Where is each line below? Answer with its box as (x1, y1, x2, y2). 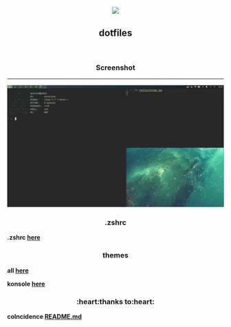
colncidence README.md (7, 313, 82, 320)
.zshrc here (7, 233, 41, 242)
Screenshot (96, 63, 135, 72)
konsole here (7, 279, 45, 288)
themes (102, 251, 129, 260)
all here (7, 266, 29, 275)
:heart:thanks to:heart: (76, 297, 155, 306)
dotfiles (98, 28, 133, 39)
